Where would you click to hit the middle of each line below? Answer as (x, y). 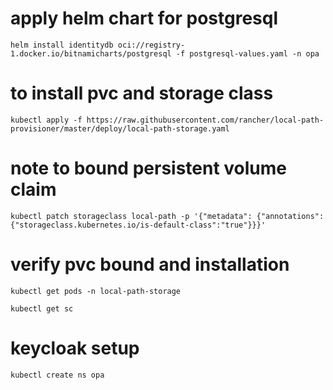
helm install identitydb (62, 45)
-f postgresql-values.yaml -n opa (247, 53)
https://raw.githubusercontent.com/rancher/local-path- (205, 120)
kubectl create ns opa (57, 375)
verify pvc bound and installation (150, 264)
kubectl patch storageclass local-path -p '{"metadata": (131, 216)
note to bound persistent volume (149, 168)
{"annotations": (290, 216)
